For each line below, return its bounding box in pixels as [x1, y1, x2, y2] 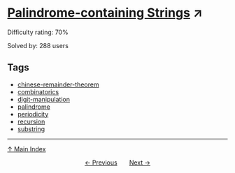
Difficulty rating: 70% [7, 28, 69, 36]
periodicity [17, 110, 49, 118]
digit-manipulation [17, 95, 71, 103]
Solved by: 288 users [7, 41, 69, 50]
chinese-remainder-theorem [17, 80, 99, 89]
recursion [17, 117, 45, 126]
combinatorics [17, 87, 59, 96]
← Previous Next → [84, 158, 151, 167]
